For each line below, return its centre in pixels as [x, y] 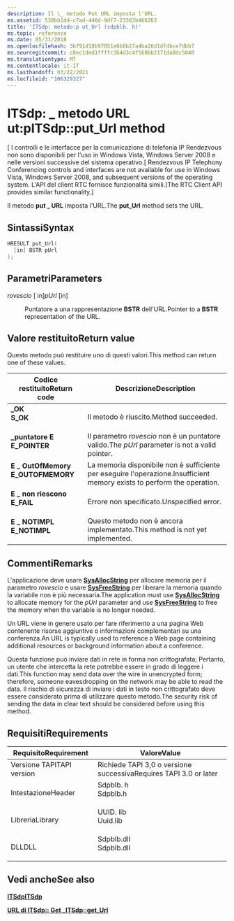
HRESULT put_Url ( [32, 244]
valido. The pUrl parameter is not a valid [152, 445]
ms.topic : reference [37, 33]
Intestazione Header [43, 793]
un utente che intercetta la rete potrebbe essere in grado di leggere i [105, 667]
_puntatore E [32, 437]
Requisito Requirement [51, 753]
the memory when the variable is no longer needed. [81, 610]
